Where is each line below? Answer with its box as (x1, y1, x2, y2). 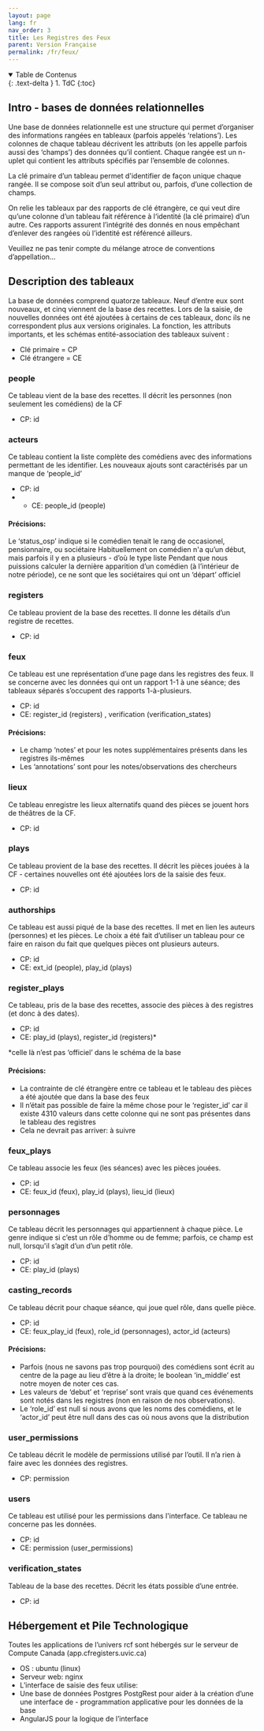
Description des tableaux (8, 275, 135, 288)
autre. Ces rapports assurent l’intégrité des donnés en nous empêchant (8, 220, 240, 229)
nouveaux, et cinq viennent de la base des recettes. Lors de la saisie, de (8, 304, 243, 314)
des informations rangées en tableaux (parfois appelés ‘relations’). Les (8, 130, 238, 140)
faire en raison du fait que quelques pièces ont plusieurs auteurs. (8, 939, 220, 948)
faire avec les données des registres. (8, 1459, 128, 1467)
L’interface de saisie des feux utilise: (19, 1680, 139, 1690)
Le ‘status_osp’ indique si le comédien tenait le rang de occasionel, (8, 536, 225, 546)
